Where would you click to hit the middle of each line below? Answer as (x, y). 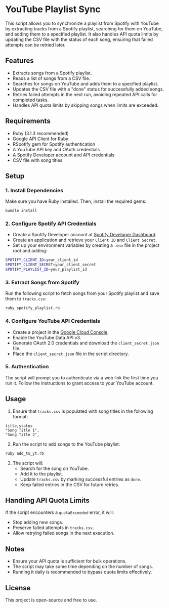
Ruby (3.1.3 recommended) (41, 133)
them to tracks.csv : (26, 299)
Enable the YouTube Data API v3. (47, 337)
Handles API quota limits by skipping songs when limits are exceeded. (85, 105)
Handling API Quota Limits (47, 500)
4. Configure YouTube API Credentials (53, 321)
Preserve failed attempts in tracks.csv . (53, 528)
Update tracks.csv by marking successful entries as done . (81, 479)
